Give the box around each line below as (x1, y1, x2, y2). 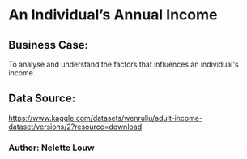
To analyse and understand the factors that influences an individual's (8, 59, 239, 69)
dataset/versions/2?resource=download (8, 122, 143, 131)
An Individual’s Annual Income (8, 6, 218, 24)
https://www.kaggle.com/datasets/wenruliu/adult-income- (8, 113, 203, 122)
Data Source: (8, 92, 75, 105)
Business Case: (8, 38, 89, 52)
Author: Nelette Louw (8, 142, 95, 153)
